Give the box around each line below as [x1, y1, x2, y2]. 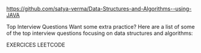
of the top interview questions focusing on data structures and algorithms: [6, 30, 194, 37]
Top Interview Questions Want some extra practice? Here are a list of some [6, 23, 196, 30]
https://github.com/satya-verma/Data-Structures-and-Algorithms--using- [6, 5, 192, 12]
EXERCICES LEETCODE [6, 42, 65, 48]
